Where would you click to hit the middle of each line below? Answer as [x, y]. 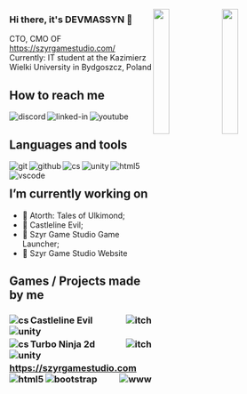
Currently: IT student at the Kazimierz [78, 58]
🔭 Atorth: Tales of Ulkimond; [74, 215]
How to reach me [57, 95]
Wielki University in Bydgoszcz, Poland [80, 68]
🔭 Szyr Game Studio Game [71, 234]
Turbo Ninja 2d [63, 344]
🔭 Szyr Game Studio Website [75, 253]
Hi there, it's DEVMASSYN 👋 [71, 20]
